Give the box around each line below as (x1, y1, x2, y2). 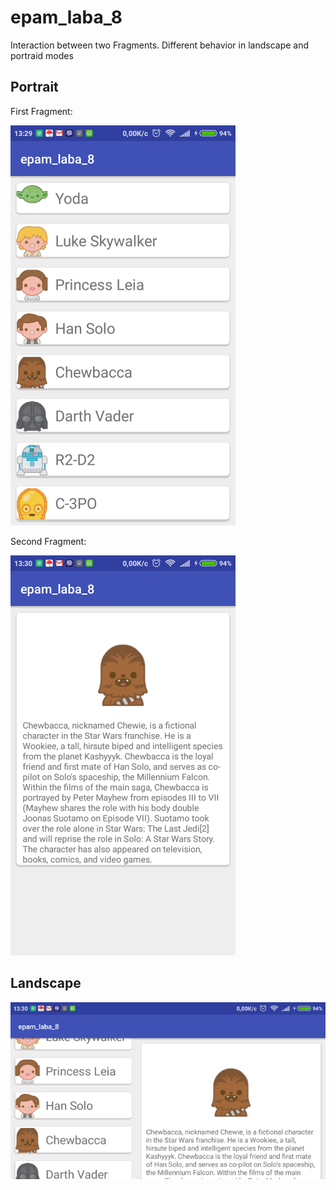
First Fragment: (10, 105, 73, 117)
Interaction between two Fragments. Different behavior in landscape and (10, 39, 310, 51)
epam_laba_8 (10, 6, 123, 29)
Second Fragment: (10, 535, 87, 547)
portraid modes (10, 49, 74, 61)
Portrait (10, 79, 59, 96)
